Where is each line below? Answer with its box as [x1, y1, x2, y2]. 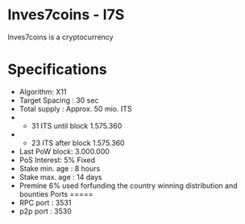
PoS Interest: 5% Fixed [19, 155, 96, 165]
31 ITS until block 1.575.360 [31, 120, 122, 130]
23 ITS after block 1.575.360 [31, 138, 126, 148]
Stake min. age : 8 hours [19, 163, 101, 173]
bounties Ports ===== [19, 189, 93, 198]
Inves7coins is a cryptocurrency [7, 32, 114, 42]
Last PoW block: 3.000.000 [19, 146, 110, 156]
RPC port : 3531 [19, 198, 72, 207]
